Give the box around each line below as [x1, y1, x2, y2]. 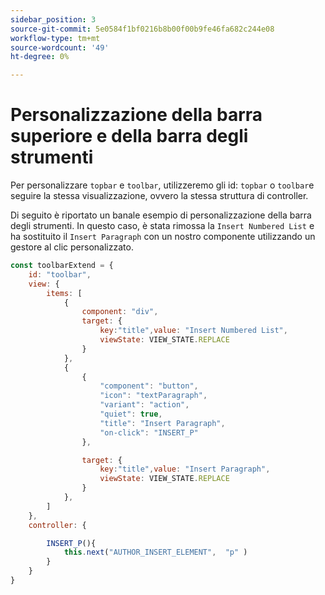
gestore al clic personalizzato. [10, 241, 134, 253]
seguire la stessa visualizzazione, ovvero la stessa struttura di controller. [10, 190, 309, 202]
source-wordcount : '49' [10, 42, 110, 53]
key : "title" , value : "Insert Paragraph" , [99, 464, 271, 475]
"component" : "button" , [99, 381, 199, 391]
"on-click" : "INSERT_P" [99, 427, 199, 438]
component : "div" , [81, 307, 159, 317]
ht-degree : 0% [10, 52, 70, 62]
